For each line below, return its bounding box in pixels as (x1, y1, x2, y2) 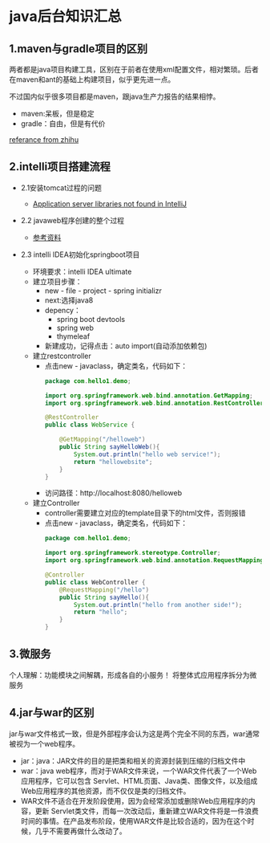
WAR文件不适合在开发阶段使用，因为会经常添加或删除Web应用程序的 (20, 796, 249, 805)
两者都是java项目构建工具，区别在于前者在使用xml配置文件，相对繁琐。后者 (9, 65, 260, 74)
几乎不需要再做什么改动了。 (34, 826, 127, 836)
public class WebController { (44, 578, 146, 586)
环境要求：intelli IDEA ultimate (32, 267, 132, 276)
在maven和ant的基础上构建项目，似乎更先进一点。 (9, 75, 175, 84)
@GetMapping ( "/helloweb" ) (59, 435, 146, 444)
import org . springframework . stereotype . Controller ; (44, 549, 221, 557)
